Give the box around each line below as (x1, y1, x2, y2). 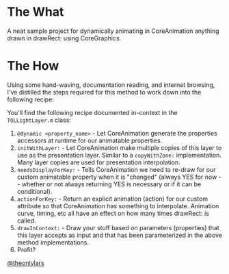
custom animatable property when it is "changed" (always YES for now (16, 173, 217, 181)
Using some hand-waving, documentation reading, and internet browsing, (7, 80, 215, 89)
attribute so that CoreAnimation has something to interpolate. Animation (16, 201, 219, 210)
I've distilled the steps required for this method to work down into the (7, 88, 202, 96)
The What (7, 4, 64, 20)
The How (7, 58, 59, 74)
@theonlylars (7, 258, 44, 267)
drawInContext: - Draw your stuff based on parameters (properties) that (16, 223, 220, 232)
